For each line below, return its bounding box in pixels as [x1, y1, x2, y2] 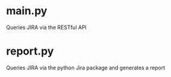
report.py [6, 44, 54, 58]
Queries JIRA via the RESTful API [6, 24, 87, 31]
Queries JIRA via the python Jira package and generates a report [6, 64, 165, 71]
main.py [6, 4, 47, 18]
